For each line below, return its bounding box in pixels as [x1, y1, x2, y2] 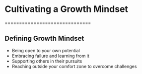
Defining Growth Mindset [4, 34, 84, 43]
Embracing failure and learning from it [11, 53, 90, 59]
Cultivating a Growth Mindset [4, 3, 129, 15]
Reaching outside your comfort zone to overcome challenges [11, 63, 137, 69]
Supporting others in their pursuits [11, 58, 82, 64]
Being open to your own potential [11, 47, 80, 53]
